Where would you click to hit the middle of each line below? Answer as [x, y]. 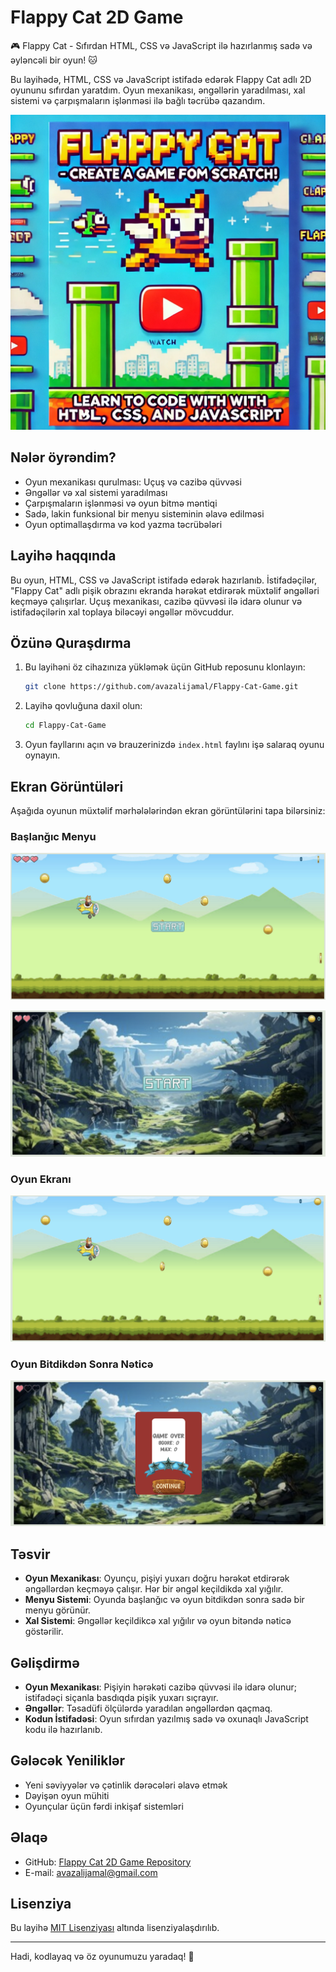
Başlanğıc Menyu [53, 836]
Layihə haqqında [63, 556]
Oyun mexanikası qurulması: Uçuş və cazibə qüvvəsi [133, 482]
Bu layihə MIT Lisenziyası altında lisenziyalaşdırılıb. [115, 1928]
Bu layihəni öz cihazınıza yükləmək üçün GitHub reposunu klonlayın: [165, 667]
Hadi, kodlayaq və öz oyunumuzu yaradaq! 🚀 [102, 1957]
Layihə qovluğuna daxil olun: [83, 706]
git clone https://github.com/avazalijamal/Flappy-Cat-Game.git [161, 687]
